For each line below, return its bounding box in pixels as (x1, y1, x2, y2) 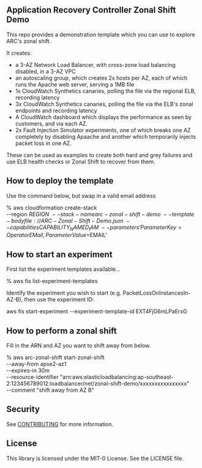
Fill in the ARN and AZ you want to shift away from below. (6, 342, 151, 349)
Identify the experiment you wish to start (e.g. (6, 289, 122, 297)
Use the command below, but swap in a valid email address (6, 192, 156, 199)
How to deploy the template (6, 176, 114, 186)
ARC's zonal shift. (6, 37, 51, 45)
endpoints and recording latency (15, 107, 97, 114)
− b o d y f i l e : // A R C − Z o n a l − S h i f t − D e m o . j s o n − (6, 217, 130, 224)
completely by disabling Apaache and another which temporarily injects (15, 133, 196, 140)
